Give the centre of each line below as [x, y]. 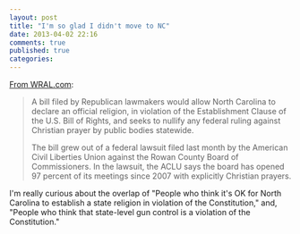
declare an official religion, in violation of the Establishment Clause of [159, 111]
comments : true [38, 42]
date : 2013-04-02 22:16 [54, 34]
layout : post [34, 17]
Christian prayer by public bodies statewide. [112, 130]
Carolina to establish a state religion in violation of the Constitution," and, [143, 203]
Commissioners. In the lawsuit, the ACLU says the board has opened [158, 167]
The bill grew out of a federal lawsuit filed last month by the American [159, 147]
